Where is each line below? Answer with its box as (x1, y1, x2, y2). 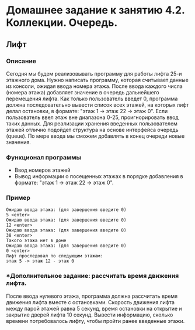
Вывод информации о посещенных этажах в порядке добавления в (14, 173, 183, 180)
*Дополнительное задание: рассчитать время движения (6, 272, 179, 280)
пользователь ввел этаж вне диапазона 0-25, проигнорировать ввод (6, 114, 179, 121)
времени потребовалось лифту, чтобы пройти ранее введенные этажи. (6, 317, 185, 324)
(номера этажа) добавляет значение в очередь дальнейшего (6, 89, 159, 96)
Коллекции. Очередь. (6, 16, 118, 29)
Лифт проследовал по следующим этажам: (6, 253, 103, 259)
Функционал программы (6, 153, 82, 161)
